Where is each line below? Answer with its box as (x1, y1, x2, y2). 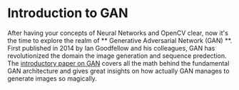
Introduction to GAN (7, 5, 128, 21)
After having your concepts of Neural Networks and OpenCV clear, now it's (7, 29, 228, 37)
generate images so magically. (7, 74, 98, 83)
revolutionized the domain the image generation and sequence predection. (7, 51, 227, 60)
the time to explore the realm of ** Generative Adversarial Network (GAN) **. (7, 36, 233, 44)
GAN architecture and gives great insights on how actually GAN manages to (7, 66, 230, 75)
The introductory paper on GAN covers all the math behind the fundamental (7, 59, 230, 67)
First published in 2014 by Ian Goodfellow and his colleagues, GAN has (7, 44, 215, 52)
